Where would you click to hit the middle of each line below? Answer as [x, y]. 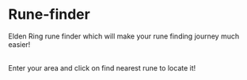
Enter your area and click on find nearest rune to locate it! [102, 67]
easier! [19, 44]
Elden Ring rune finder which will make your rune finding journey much [124, 36]
